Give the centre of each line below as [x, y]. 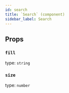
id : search [16, 10]
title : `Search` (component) [35, 14]
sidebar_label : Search [28, 19]
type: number [18, 86]
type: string [18, 63]
